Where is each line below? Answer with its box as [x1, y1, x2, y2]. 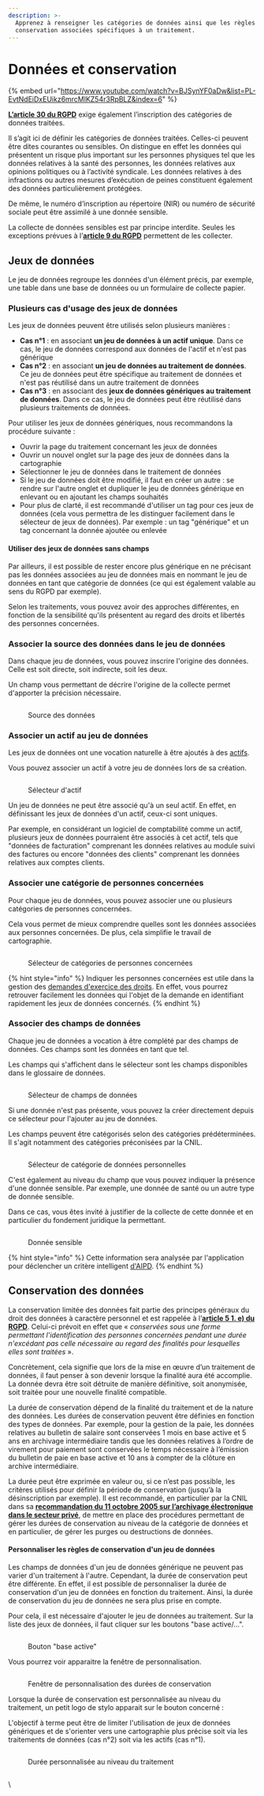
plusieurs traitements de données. [19, 403, 131, 412]
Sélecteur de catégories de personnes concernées [28, 958, 193, 967]
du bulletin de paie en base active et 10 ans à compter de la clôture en [8, 1452, 236, 1463]
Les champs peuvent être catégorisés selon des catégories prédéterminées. [8, 1129, 256, 1138]
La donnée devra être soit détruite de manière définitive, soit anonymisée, [8, 1379, 248, 1388]
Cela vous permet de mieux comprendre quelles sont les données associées [8, 919, 257, 929]
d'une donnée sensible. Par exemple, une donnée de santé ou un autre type [8, 1183, 255, 1193]
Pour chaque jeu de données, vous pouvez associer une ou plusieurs [8, 896, 232, 905]
